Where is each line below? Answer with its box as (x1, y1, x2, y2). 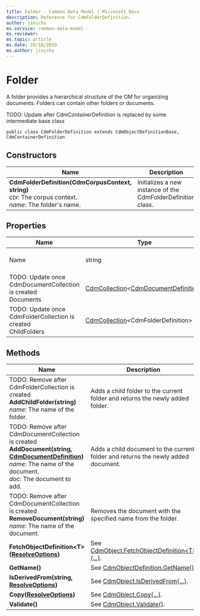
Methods (6, 347, 40, 358)
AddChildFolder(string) (9, 398, 76, 406)
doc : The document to (9, 475, 71, 483)
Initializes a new (137, 178, 182, 186)
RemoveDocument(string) (9, 515, 85, 523)
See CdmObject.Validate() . (90, 600, 165, 609)
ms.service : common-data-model (6, 25, 84, 32)
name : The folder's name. (9, 201, 82, 209)
